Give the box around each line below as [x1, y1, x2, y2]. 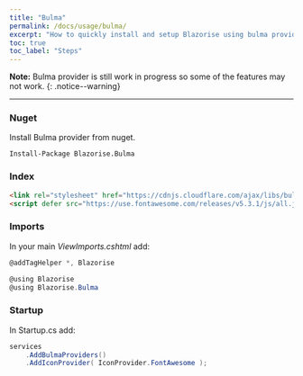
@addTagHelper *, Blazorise [9, 258, 115, 267]
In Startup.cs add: [9, 325, 76, 336]
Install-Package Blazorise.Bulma [9, 149, 135, 158]
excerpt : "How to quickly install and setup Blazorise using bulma [9, 30, 269, 39]
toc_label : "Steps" [9, 47, 83, 56]
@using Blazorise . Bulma [9, 282, 99, 292]
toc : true [9, 38, 47, 48]
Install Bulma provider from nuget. [9, 132, 136, 143]
